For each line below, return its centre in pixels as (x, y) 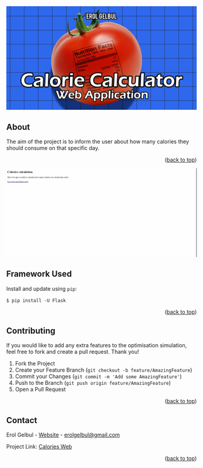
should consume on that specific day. (53, 148)
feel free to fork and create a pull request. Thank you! (73, 352)
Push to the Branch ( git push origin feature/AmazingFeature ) (93, 383)
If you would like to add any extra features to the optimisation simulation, (97, 345)
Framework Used (39, 274)
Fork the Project (35, 364)
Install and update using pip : (42, 288)
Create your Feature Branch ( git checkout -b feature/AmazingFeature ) (104, 370)
